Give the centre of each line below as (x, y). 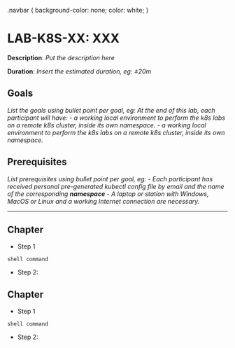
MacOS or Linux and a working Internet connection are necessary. (104, 201)
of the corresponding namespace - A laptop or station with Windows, (108, 194)
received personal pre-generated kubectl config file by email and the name (116, 186)
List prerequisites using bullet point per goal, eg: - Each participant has (110, 179)
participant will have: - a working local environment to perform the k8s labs (116, 118)
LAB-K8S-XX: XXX (64, 39)
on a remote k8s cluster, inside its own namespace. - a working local (107, 125)
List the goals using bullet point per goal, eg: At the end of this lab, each (111, 110)
